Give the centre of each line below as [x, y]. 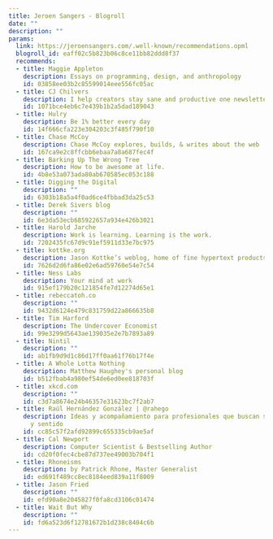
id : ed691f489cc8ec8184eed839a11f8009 [89, 477]
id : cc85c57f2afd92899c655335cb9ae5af [89, 432]
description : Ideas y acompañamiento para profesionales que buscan [141, 417]
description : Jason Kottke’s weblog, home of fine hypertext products [145, 258]
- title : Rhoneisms [49, 462]
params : [22, 39]
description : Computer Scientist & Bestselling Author [118, 447]
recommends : [36, 62]
